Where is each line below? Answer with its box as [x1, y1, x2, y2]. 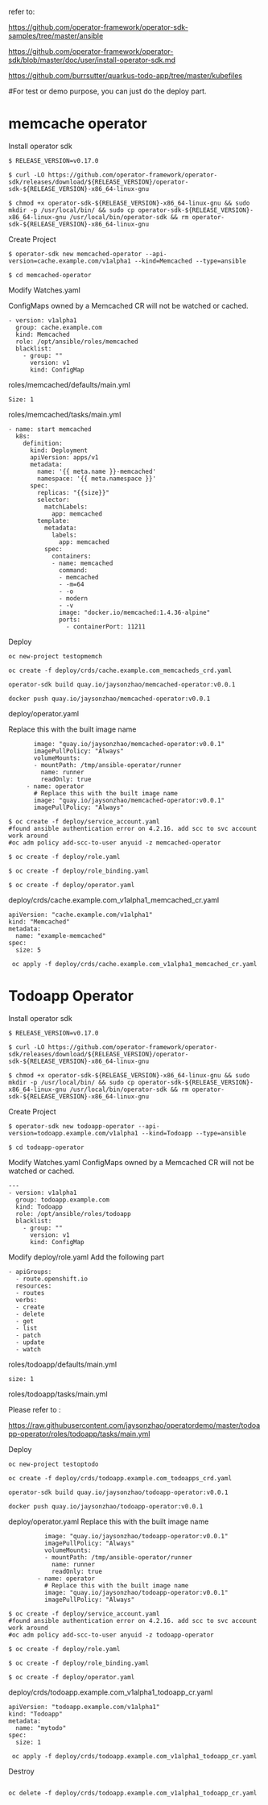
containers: [51, 552, 92, 560]
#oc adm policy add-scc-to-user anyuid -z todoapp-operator [8, 1631, 215, 1639]
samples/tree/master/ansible [8, 31, 104, 40]
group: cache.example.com [15, 323, 103, 331]
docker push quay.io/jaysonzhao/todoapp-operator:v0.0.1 [8, 1502, 204, 1510]
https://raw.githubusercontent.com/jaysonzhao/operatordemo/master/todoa [8, 1420, 261, 1429]
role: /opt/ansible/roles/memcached [15, 338, 138, 346]
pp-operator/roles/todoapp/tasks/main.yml [8, 1429, 150, 1438]
